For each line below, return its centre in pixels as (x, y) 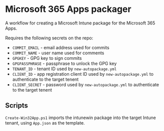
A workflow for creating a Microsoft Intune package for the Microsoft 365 (80, 23)
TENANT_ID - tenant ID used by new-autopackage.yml (64, 69)
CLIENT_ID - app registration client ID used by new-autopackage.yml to (83, 74)
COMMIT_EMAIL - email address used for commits (61, 47)
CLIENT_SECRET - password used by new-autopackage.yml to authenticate (85, 84)
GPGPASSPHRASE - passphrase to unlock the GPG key (64, 63)
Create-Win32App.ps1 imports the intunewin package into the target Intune (81, 118)
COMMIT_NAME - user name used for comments (58, 53)
